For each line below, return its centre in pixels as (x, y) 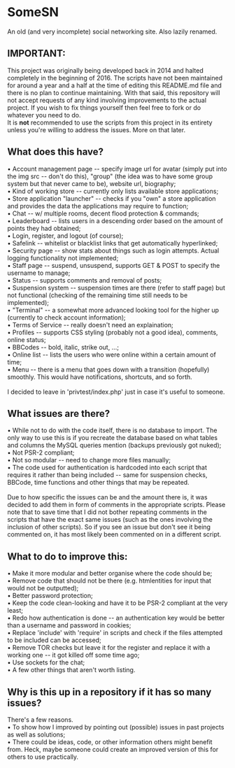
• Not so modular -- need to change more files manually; (89, 460)
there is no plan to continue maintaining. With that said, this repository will (114, 92)
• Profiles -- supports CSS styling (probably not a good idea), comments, (113, 332)
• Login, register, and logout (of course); (65, 236)
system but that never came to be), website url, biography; (92, 183)
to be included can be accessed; (54, 640)
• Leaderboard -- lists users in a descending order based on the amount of (115, 220)
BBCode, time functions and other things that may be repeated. (99, 483)
